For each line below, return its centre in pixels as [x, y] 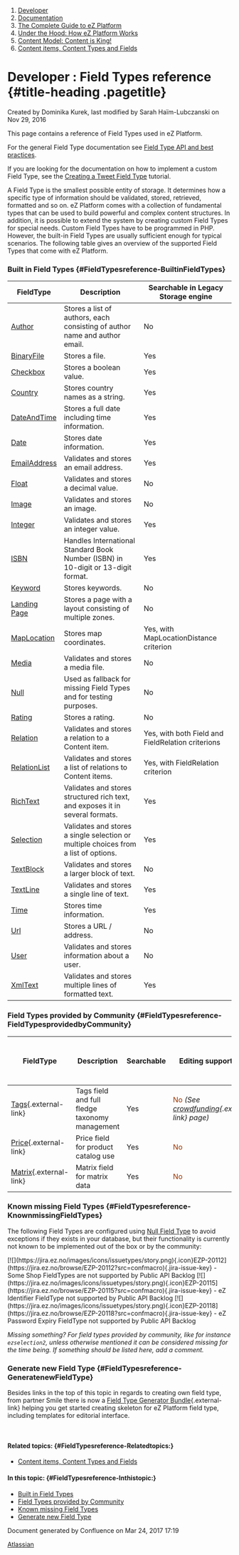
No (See [187, 1099]
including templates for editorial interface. [69, 1416]
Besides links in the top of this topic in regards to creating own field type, [115, 1393]
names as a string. [94, 397]
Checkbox [28, 372]
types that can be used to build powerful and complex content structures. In [119, 213]
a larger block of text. [99, 874]
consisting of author [97, 326]
